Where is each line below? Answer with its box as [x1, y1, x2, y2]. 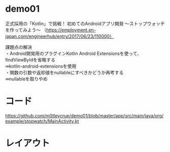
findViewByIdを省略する [5, 56, 56, 63]
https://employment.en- [46, 26, 96, 33]
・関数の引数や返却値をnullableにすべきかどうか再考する [5, 69, 124, 75]
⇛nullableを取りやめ [5, 76, 48, 82]
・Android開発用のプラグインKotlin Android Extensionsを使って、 [5, 50, 142, 56]
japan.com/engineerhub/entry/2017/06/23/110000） [5, 33, 114, 39]
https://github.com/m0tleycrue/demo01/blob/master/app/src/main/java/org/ [5, 112, 164, 118]
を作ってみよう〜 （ [5, 26, 47, 33]
